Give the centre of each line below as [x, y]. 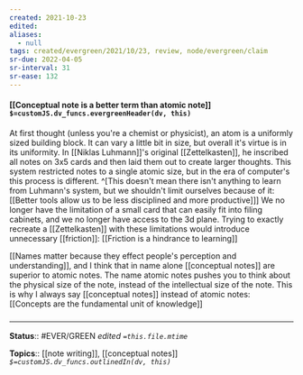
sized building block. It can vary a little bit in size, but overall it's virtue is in [148, 142]
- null [30, 43]
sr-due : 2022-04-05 [46, 59]
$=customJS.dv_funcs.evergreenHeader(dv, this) [101, 114]
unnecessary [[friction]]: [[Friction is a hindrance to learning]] [124, 238]
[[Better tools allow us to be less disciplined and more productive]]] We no [147, 200]
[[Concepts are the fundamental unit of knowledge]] [106, 304]
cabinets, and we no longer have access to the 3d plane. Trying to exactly [147, 219]
